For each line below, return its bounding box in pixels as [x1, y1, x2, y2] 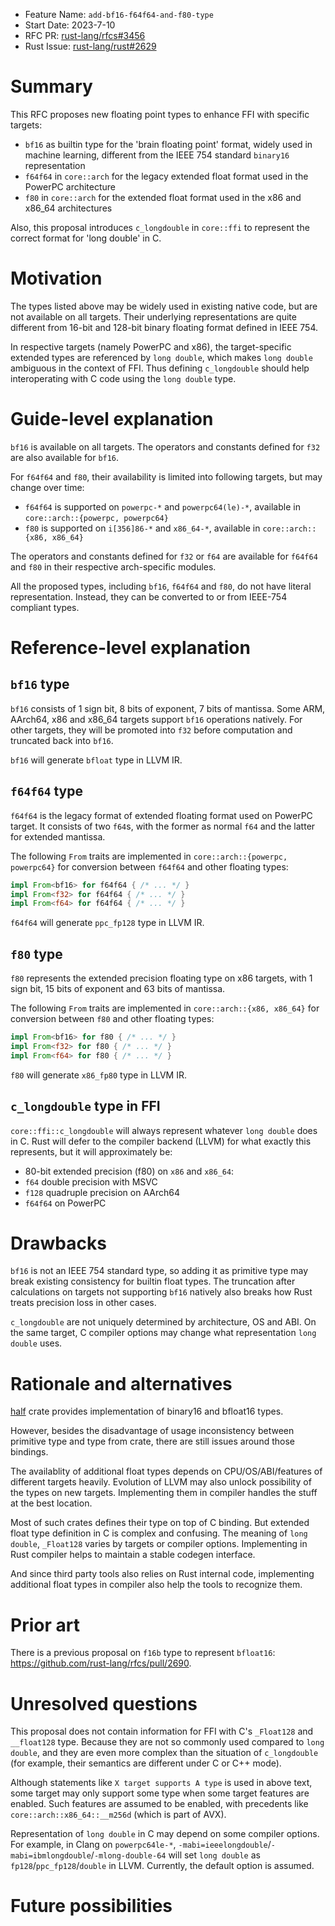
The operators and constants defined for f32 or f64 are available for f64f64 [10, 550, 318, 562]
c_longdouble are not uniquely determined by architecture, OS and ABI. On [10, 1316, 317, 1328]
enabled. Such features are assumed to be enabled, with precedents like [10, 1798, 309, 1810]
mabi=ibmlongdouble [10, 1851, 92, 1861]
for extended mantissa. [10, 830, 106, 843]
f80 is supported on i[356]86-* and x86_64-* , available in [24, 522, 261, 534]
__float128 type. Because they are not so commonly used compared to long [10, 1736, 325, 1748]
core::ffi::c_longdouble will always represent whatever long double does [10, 1124, 318, 1136]
